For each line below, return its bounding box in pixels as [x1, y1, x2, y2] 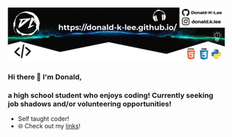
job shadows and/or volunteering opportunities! [8, 99, 172, 108]
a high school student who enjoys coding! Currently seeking [8, 90, 214, 100]
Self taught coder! [17, 114, 70, 123]
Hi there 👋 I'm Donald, [8, 72, 82, 82]
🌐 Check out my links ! [17, 122, 81, 130]
